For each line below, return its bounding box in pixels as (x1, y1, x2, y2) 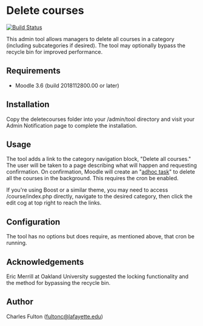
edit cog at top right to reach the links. (6, 199, 102, 206)
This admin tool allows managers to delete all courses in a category (6, 35, 175, 42)
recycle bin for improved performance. (6, 48, 103, 55)
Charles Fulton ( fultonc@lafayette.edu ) (6, 313, 104, 320)
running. (6, 240, 27, 247)
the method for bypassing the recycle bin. (6, 279, 111, 286)
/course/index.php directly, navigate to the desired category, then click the (6, 193, 193, 200)
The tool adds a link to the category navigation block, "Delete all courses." (6, 155, 191, 163)
